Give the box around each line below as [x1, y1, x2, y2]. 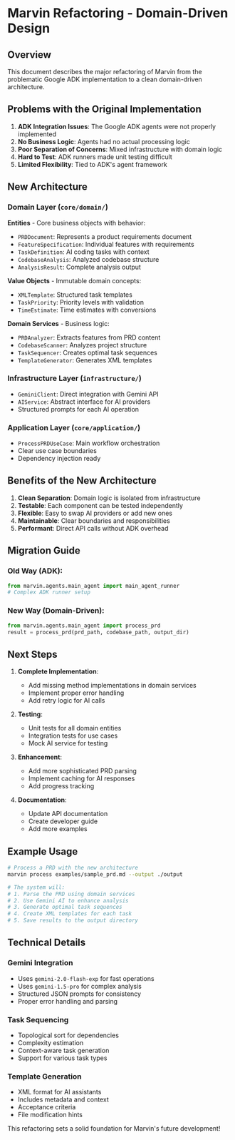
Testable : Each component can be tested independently [17, 501, 184, 509]
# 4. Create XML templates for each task [7, 910, 132, 917]
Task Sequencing [7, 1014, 69, 1024]
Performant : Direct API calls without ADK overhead [17, 524, 169, 532]
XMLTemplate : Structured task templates [17, 290, 133, 299]
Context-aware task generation [17, 1047, 110, 1054]
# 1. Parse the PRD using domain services [7, 890, 135, 897]
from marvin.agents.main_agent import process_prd [7, 622, 161, 629]
